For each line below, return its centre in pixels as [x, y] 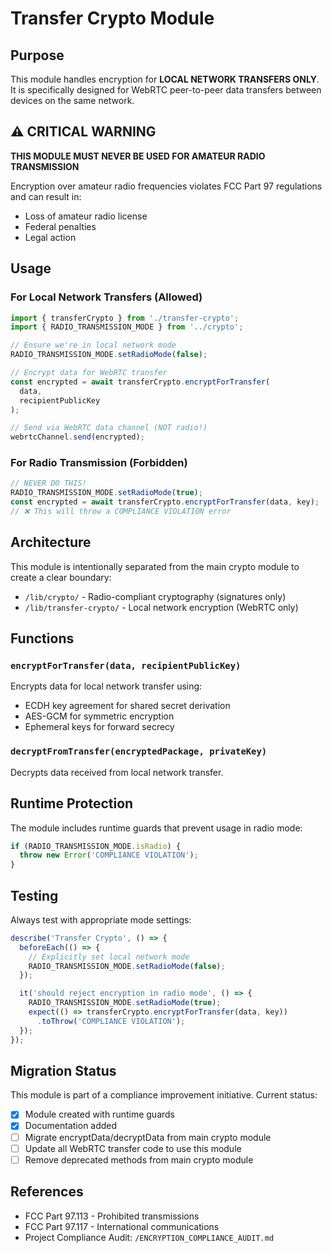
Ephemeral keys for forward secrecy [99, 727]
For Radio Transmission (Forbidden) [99, 463]
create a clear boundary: [61, 577]
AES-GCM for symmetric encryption [99, 716]
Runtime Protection [72, 803]
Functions [42, 638]
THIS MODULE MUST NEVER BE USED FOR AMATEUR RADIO [138, 156]
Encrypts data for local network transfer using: [106, 686]
